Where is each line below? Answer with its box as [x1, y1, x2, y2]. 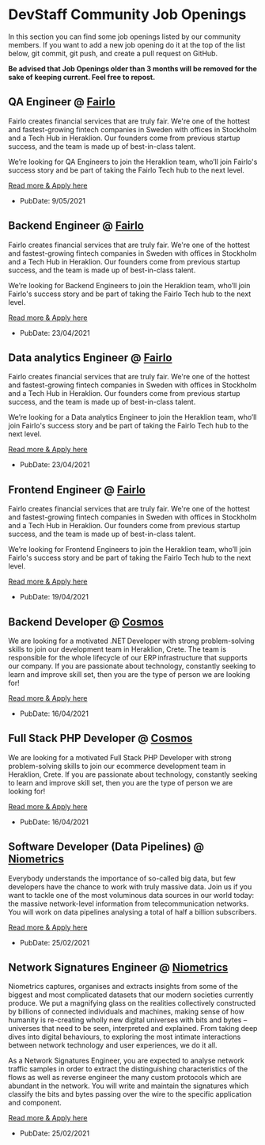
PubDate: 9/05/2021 [19, 196, 85, 205]
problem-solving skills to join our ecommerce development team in [8, 761, 226, 770]
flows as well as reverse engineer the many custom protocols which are [8, 1073, 242, 1082]
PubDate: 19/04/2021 [19, 592, 89, 602]
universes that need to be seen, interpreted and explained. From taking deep [8, 1024, 258, 1033]
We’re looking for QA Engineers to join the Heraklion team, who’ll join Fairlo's [8, 157, 258, 166]
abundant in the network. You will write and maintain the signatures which [8, 1081, 249, 1090]
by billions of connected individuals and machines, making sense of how [8, 1007, 245, 1017]
